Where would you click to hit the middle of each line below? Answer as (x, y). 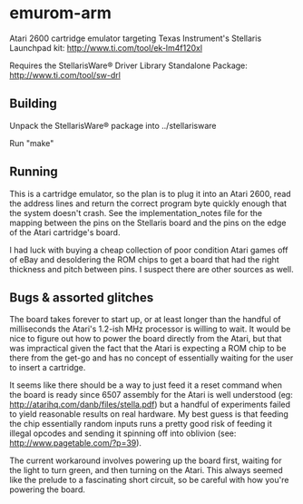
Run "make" (32, 143)
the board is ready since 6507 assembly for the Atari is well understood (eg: (151, 395)
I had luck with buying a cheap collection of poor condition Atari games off (149, 250)
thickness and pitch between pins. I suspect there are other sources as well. (151, 269)
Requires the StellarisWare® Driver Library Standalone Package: (128, 65)
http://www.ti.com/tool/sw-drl (65, 74)
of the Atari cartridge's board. (65, 232)
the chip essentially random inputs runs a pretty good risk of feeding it (141, 424)
